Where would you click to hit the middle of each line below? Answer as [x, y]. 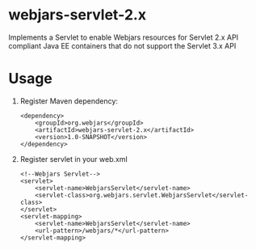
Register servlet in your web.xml [73, 159]
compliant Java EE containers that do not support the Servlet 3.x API [122, 45]
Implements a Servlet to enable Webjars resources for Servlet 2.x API [124, 37]
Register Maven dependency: [69, 101]
